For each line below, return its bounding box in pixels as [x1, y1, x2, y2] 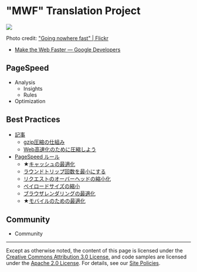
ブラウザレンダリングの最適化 [23, 190, 96, 197]
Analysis [14, 78, 36, 86]
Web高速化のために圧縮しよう [23, 145, 97, 152]
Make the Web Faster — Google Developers [14, 46, 121, 53]
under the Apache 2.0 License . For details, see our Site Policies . [6, 260, 161, 267]
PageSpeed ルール [14, 153, 60, 160]
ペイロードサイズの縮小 [23, 183, 80, 190]
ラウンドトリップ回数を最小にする [23, 168, 106, 175]
